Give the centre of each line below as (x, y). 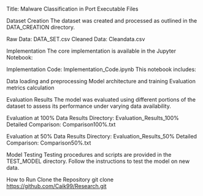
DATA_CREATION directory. (41, 27)
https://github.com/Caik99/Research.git (56, 186)
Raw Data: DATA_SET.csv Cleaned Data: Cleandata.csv (76, 39)
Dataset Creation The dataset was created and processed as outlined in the (102, 21)
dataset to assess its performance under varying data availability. (89, 106)
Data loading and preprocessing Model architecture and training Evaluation (101, 81)
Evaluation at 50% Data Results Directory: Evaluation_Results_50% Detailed (102, 136)
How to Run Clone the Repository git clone (60, 179)
